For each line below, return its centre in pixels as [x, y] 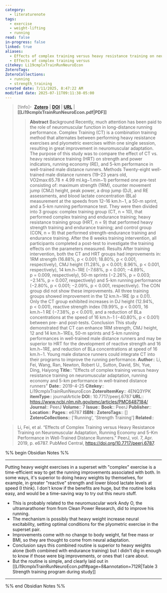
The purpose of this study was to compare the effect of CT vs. [94, 154]
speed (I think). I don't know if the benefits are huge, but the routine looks [81, 488]
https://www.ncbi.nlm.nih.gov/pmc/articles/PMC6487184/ [89, 402]
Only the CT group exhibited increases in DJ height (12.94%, [92, 302]
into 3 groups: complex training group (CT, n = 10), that [86, 212]
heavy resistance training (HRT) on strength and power [86, 159]
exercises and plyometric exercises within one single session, [93, 143]
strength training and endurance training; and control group [90, 228]
